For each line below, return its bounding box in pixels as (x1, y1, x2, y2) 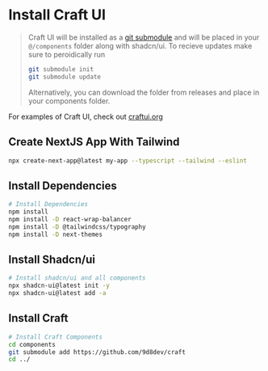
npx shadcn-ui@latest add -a (8, 289, 107, 297)
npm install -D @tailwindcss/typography (8, 222, 147, 231)
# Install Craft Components (8, 333, 103, 341)
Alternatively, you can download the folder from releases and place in (27, 87, 260, 97)
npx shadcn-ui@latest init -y (8, 281, 111, 290)
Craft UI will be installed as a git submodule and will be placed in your (27, 32, 260, 42)
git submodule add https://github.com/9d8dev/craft (8, 348, 186, 356)
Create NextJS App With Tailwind (8, 135, 180, 149)
